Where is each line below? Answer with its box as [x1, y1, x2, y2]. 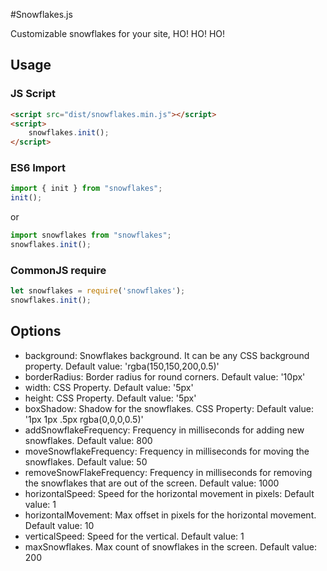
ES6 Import [10, 161, 66, 175]
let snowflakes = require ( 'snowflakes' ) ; [10, 286, 186, 296]
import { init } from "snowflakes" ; [10, 184, 163, 194]
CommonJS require [10, 263, 107, 277]
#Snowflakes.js [10, 9, 73, 20]
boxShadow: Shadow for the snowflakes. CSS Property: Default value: [24, 402, 314, 414]
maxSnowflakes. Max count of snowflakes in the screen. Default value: [24, 540, 317, 553]
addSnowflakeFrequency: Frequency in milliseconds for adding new [24, 424, 305, 436]
